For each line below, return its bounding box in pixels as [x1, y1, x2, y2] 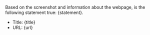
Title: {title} [12, 19, 36, 25]
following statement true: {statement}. [5, 9, 83, 15]
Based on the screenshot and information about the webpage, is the [5, 4, 145, 10]
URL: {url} [12, 24, 33, 30]
